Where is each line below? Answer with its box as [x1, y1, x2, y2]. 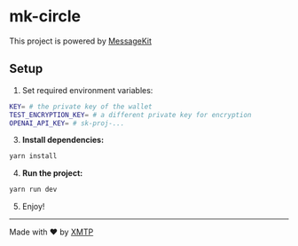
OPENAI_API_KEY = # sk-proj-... [9, 118, 125, 128]
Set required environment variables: [21, 84, 153, 95]
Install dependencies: [21, 135, 105, 146]
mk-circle [9, 6, 82, 27]
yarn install [9, 152, 58, 161]
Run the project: [21, 168, 83, 179]
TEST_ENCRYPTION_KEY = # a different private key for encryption [9, 110, 252, 119]
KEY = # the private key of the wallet [9, 102, 153, 111]
